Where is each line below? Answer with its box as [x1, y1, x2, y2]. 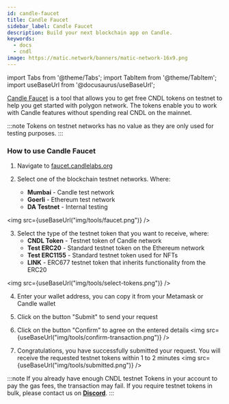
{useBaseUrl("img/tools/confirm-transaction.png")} [16, 333, 162, 342]
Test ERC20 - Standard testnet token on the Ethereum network [27, 244, 205, 252]
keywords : [7, 36, 36, 42]
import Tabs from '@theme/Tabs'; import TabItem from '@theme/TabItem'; [7, 73, 217, 81]
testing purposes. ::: [7, 129, 64, 137]
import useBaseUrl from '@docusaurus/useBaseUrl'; [7, 80, 155, 89]
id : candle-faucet [7, 10, 59, 17]
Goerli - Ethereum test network [27, 196, 116, 204]
